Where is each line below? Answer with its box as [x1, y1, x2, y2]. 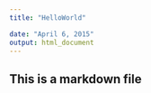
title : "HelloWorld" [9, 13, 87, 23]
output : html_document [9, 38, 94, 47]
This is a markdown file [9, 71, 142, 87]
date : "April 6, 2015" [9, 29, 94, 39]
